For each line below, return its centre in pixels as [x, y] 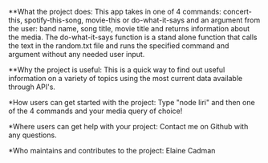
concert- [238, 12]
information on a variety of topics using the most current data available [126, 78]
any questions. [33, 135]
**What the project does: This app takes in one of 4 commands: [115, 12]
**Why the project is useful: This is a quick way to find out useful [117, 70]
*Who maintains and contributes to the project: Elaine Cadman [112, 151]
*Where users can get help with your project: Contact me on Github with [128, 126]
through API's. [32, 87]
